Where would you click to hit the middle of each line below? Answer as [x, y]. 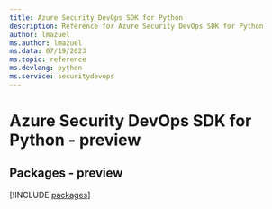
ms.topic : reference [48, 59]
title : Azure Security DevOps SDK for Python [96, 18]
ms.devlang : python [46, 68]
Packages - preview [66, 173]
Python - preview [75, 140]
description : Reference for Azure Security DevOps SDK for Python [136, 26]
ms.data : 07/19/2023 [48, 51]
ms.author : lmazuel [46, 43]
